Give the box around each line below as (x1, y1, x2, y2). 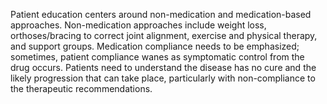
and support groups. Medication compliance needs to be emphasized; (10, 40, 300, 52)
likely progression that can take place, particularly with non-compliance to (10, 72, 316, 84)
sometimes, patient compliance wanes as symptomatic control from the (10, 51, 305, 63)
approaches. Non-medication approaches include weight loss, (10, 19, 267, 31)
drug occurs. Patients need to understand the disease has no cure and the (10, 62, 317, 73)
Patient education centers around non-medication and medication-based (10, 9, 312, 20)
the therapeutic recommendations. (10, 83, 153, 94)
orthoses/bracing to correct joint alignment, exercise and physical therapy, (10, 30, 318, 41)
